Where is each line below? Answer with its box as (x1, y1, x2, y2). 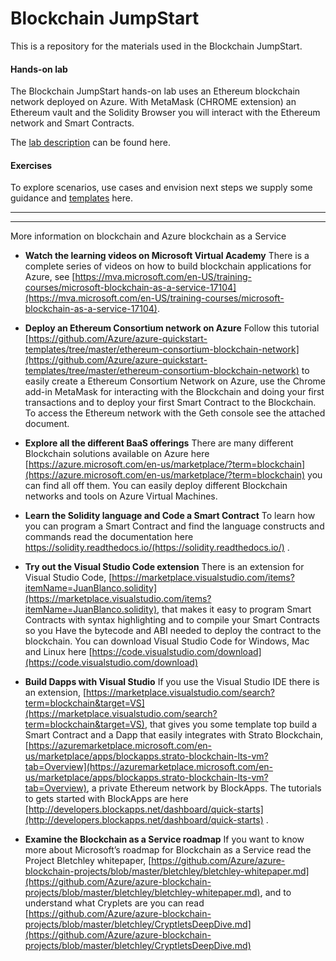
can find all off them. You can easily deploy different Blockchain (24, 480, 288, 492)
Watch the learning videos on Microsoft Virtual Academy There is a (24, 250, 310, 262)
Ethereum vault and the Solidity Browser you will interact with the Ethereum (10, 107, 321, 119)
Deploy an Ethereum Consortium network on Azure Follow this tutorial (24, 322, 320, 334)
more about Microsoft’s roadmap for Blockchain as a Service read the (24, 844, 312, 856)
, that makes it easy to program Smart (156, 603, 312, 616)
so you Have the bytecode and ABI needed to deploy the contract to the (24, 625, 322, 637)
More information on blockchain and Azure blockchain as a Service (10, 230, 287, 242)
